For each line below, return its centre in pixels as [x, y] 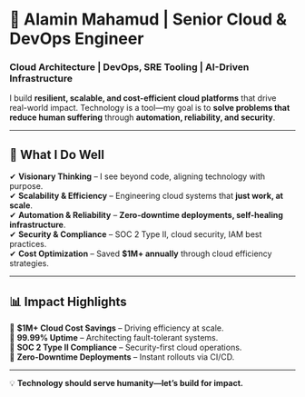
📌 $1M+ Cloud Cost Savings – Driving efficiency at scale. [117, 328]
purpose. [26, 186]
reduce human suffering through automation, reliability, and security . [143, 117]
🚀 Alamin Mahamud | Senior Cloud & [148, 20]
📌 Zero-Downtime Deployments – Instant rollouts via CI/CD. [122, 357]
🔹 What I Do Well [57, 154]
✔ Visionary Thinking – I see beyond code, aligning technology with [138, 176]
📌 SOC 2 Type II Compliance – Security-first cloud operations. [126, 347]
